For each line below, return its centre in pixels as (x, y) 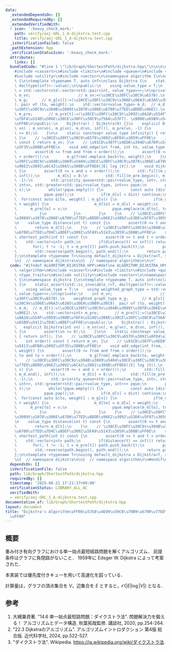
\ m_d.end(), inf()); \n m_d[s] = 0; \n (64, 375)
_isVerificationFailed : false (42, 43)
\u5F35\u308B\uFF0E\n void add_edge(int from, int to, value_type (90, 147)
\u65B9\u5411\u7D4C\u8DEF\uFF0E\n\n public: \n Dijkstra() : (82, 322)
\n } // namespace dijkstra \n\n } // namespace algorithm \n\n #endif (89, 460)
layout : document (24, 507)
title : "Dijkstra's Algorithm (37, 512)
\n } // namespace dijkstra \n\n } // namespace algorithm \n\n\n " (85, 261)
